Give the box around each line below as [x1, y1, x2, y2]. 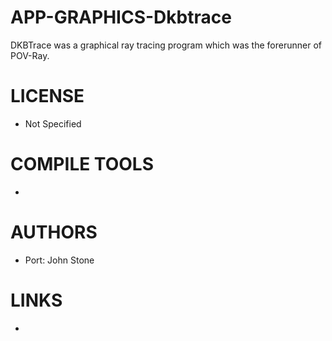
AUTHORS [10, 221, 98, 243]
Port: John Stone [24, 254, 95, 266]
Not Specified [24, 117, 82, 130]
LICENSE [10, 85, 85, 108]
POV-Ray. [10, 49, 50, 61]
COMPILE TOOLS [10, 153, 154, 176]
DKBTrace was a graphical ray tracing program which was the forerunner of [10, 39, 322, 51]
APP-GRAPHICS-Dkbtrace [10, 6, 232, 29]
